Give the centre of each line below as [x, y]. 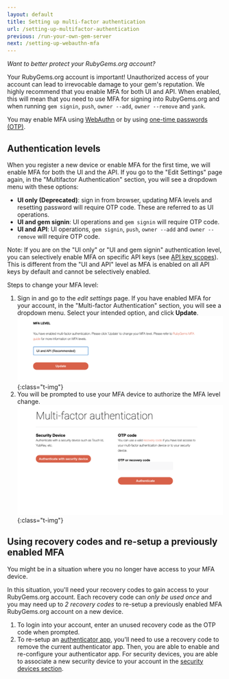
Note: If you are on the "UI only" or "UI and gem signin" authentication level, [114, 250]
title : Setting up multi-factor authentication [76, 22]
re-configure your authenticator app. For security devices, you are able [117, 654]
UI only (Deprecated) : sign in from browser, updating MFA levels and [114, 200]
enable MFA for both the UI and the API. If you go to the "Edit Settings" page [115, 172]
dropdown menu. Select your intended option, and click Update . [108, 313]
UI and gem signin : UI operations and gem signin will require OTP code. [118, 222]
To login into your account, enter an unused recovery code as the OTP [116, 625]
